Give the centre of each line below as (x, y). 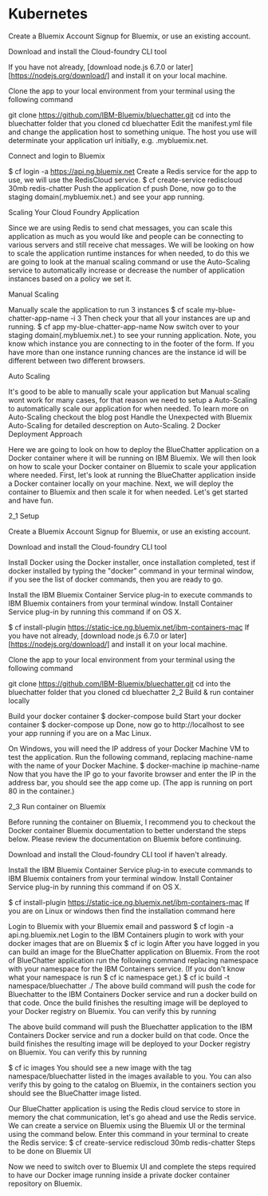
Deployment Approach (45, 434)
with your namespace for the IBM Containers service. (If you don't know (127, 968)
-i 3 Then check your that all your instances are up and (161, 318)
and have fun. (31, 500)
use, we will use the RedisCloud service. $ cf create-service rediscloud (125, 180)
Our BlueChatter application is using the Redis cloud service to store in (124, 1108)
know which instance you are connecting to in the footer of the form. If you (132, 344)
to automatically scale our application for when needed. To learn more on (128, 408)
